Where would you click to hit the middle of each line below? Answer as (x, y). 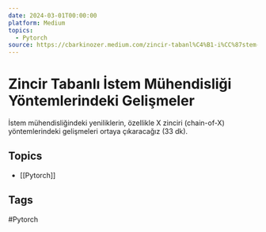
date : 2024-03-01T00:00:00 (53, 15)
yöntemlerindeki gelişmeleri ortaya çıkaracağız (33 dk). (98, 131)
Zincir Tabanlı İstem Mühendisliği (120, 84)
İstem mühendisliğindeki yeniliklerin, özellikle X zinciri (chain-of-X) (117, 123)
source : (21, 45)
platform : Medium (37, 23)
